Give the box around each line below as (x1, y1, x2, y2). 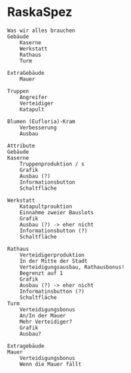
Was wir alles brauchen (7, 27, 76, 34)
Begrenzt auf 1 (19, 270, 63, 277)
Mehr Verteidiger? (19, 318, 72, 325)
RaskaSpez (7, 4, 72, 20)
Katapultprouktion (19, 202, 72, 210)
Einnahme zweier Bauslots (19, 209, 94, 216)
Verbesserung (19, 124, 57, 131)
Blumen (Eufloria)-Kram (7, 118, 76, 125)
